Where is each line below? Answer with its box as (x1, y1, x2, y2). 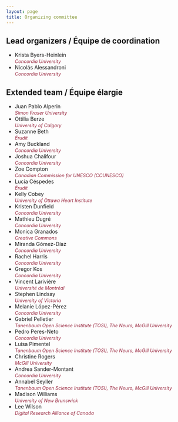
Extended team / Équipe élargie (6, 87, 123, 97)
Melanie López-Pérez (14, 303, 67, 310)
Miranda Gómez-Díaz (14, 241, 66, 248)
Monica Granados (14, 228, 58, 235)
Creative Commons (14, 235, 57, 241)
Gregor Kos (14, 265, 43, 273)
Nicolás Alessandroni (14, 64, 66, 71)
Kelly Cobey (14, 191, 44, 198)
